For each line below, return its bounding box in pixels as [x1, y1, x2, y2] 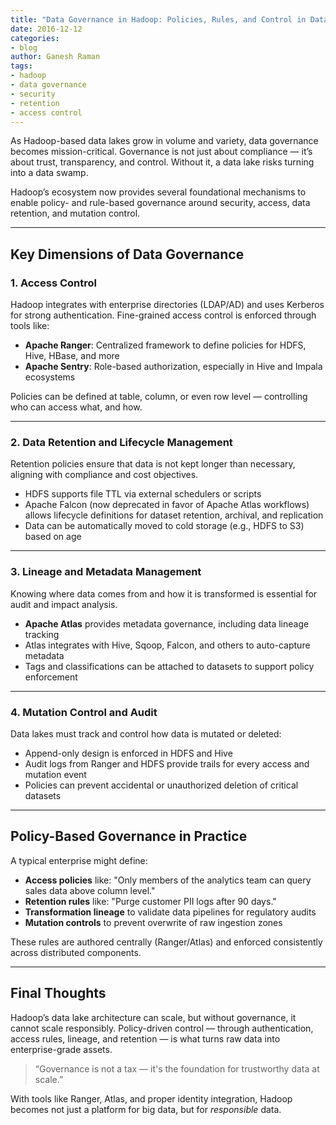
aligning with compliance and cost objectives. [10, 469, 199, 481]
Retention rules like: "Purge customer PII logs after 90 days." [24, 895, 277, 907]
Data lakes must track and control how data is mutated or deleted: [10, 727, 282, 740]
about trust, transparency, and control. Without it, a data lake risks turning [10, 156, 315, 168]
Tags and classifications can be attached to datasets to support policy [24, 660, 315, 672]
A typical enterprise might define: [10, 854, 148, 866]
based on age [24, 531, 82, 543]
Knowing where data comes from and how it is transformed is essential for [10, 587, 318, 600]
